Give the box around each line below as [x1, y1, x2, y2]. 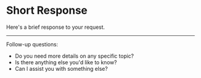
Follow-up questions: [6, 40, 59, 48]
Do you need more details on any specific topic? [14, 52, 135, 59]
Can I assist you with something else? [14, 65, 108, 72]
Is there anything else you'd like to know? [14, 58, 117, 66]
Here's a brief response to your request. [6, 23, 105, 31]
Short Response [6, 4, 88, 17]
